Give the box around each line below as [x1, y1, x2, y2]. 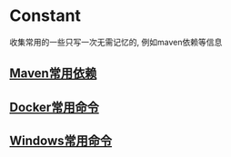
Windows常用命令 [9, 133, 112, 149]
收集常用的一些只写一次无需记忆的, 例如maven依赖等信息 [9, 36, 223, 47]
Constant [9, 5, 82, 26]
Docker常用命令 [9, 99, 100, 114]
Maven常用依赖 [9, 65, 97, 82]
